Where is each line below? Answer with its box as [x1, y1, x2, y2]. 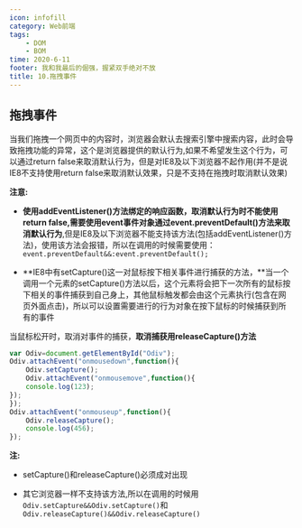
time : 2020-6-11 [9, 55, 70, 64]
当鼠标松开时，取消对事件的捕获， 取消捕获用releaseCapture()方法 [9, 330, 257, 341]
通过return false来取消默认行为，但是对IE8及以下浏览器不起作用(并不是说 [16, 155, 288, 167]
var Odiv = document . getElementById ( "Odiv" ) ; [9, 348, 176, 357]
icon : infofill [9, 13, 67, 23]
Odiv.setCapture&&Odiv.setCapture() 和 [22, 500, 169, 511]
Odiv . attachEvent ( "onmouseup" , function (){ [9, 407, 171, 416]
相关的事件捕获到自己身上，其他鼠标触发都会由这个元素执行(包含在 [30, 289, 279, 300]
